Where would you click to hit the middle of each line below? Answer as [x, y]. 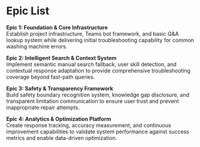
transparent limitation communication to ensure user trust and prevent [93, 101]
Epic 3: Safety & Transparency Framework [60, 88]
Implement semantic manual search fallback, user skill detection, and [91, 64]
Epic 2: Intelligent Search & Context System [61, 58]
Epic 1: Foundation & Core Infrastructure [57, 27]
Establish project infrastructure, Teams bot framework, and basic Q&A [93, 33]
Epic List [28, 11]
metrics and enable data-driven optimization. [62, 137]
